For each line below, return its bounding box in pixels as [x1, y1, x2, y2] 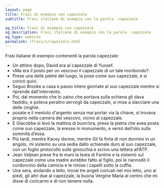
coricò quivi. [12, 78, 38, 84]
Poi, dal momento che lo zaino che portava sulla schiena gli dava [12, 94, 144, 99]
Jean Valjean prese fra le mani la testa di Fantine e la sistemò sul [12, 151, 144, 157]
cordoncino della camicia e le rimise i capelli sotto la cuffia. [12, 162, 133, 168]
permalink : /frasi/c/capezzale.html [5, 39, 81, 45]
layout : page [5, 7, 32, 12]
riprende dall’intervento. [12, 89, 61, 94]
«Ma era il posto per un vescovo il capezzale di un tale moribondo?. [12, 67, 150, 73]
